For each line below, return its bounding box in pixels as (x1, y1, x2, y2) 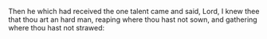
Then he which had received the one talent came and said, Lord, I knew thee (8, 7, 260, 16)
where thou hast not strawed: (8, 23, 105, 32)
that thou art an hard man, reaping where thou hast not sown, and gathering (8, 15, 257, 24)
